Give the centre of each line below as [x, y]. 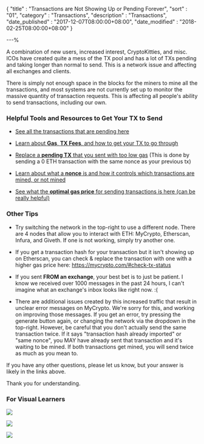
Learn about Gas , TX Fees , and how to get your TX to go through [97, 143]
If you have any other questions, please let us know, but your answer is [95, 365]
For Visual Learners [36, 399]
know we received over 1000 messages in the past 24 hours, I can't [100, 283]
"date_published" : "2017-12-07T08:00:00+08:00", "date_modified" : [92, 22]
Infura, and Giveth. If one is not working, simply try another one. [95, 240]
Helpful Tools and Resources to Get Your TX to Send [84, 118]
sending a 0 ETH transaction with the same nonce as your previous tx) [103, 161]
